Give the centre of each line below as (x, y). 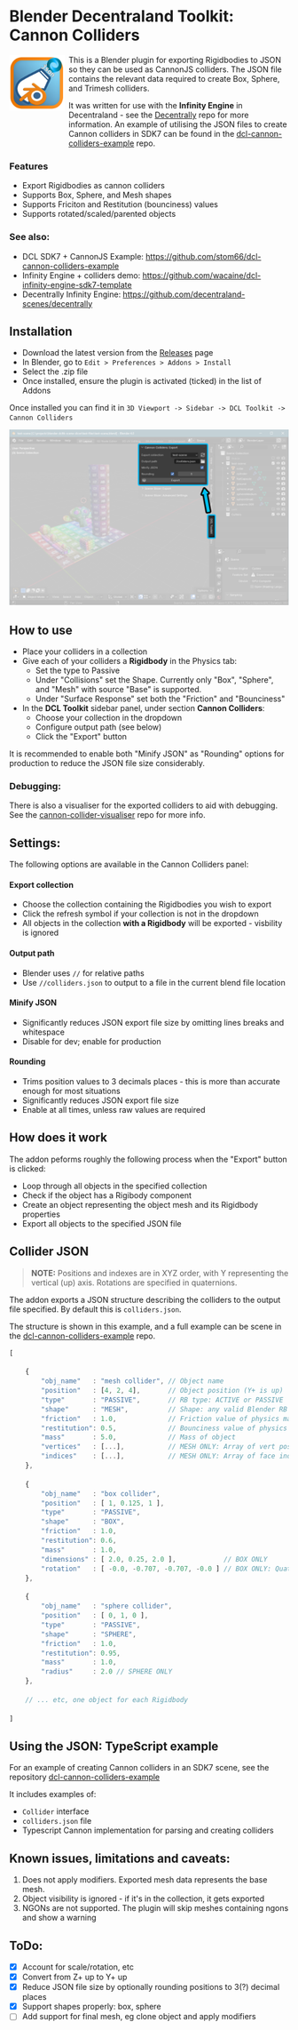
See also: (30, 237)
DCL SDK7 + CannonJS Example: (83, 256)
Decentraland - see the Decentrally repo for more (159, 115)
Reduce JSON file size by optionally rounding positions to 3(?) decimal (151, 1987)
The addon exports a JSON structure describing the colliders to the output (145, 1299)
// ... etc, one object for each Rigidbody (107, 1699)
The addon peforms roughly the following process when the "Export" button (149, 1159)
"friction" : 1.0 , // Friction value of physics (160, 1419)
